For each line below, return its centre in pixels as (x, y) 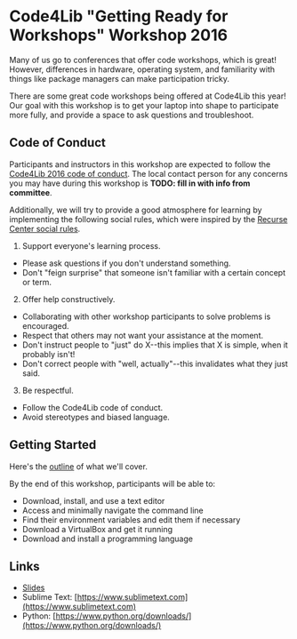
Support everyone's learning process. (91, 245)
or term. (36, 282)
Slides (33, 587)
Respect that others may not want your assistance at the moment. (143, 335)
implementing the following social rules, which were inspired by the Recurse (148, 219)
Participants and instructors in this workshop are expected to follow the (140, 164)
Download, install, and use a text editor (93, 500)
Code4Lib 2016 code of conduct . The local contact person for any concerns (148, 173)
